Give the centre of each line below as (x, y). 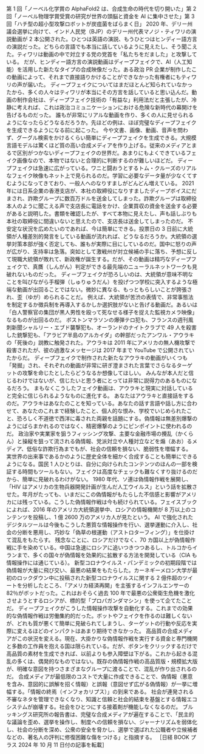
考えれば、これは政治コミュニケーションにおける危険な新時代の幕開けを (107, 107)
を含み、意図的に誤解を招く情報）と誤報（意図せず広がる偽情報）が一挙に (99, 684)
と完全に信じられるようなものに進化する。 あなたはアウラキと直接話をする (100, 395)
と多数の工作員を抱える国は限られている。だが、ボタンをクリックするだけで (102, 646)
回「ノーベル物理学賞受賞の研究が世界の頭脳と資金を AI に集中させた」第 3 (100, 16)
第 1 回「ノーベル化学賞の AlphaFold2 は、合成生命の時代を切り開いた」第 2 (101, 8)
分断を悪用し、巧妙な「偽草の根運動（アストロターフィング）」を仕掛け (106, 532)
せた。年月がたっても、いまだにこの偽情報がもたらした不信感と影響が (93, 494)
